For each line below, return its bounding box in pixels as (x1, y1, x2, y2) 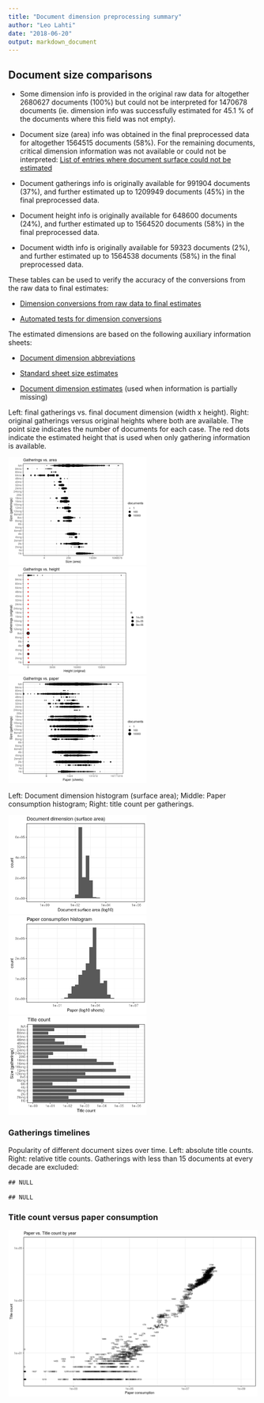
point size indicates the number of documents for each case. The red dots (8, 424, 251, 434)
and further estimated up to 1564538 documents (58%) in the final (19, 252, 236, 261)
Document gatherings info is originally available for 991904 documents (19, 179, 251, 188)
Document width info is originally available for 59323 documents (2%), (19, 243, 251, 252)
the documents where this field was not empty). (19, 115, 176, 124)
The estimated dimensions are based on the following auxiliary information (8, 329, 251, 339)
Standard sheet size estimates (19, 369, 119, 378)
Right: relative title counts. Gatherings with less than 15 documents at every (8, 1154, 253, 1163)
